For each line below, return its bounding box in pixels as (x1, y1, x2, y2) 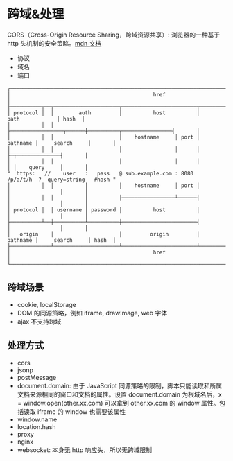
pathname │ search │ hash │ (7, 236, 116, 243)
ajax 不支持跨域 (17, 317, 62, 326)
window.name (17, 415, 58, 424)
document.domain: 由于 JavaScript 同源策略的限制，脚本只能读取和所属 (17, 381, 223, 390)
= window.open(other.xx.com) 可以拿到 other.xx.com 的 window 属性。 (17, 399, 220, 407)
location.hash (17, 422, 57, 430)
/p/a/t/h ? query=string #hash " (7, 176, 116, 183)
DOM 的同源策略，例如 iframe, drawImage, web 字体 (17, 308, 168, 317)
